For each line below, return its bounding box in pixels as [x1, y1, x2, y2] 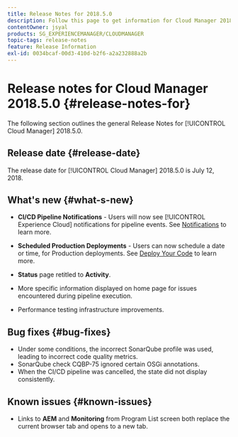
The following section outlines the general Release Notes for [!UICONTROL [7, 118, 226, 128]
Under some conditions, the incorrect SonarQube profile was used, [17, 345, 214, 353]
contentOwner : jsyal [7, 23, 69, 31]
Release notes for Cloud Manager [7, 81, 208, 96]
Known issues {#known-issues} [7, 395, 152, 408]
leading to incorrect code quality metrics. [17, 353, 138, 361]
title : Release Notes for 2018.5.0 [7, 10, 113, 18]
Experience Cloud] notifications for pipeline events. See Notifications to [17, 221, 227, 229]
